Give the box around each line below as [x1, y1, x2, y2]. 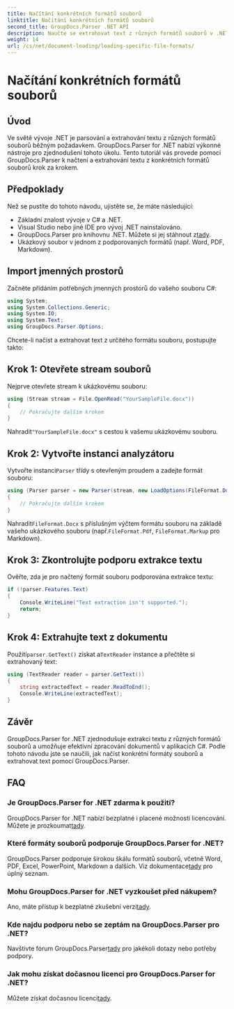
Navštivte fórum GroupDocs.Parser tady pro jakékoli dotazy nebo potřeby [7, 944, 217, 953]
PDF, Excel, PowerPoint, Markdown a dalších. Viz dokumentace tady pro [7, 862, 213, 870]
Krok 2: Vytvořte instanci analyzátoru [7, 448, 175, 460]
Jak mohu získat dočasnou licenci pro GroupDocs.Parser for [7, 969, 216, 979]
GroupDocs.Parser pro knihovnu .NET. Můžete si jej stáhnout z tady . [17, 230, 211, 238]
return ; [19, 606, 42, 613]
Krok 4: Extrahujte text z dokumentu [7, 632, 169, 644]
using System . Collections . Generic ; [7, 304, 111, 311]
